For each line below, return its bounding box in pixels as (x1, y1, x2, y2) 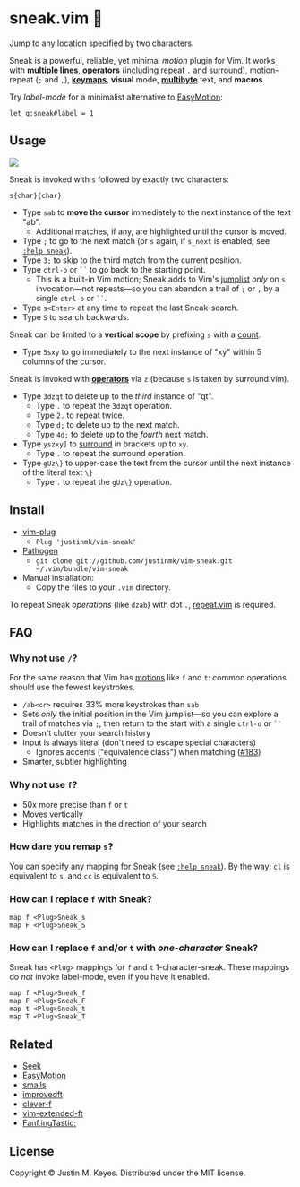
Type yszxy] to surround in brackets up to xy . (21, 438, 190, 449)
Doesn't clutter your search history (21, 728, 151, 739)
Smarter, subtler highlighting (21, 757, 127, 767)
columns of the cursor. (21, 356, 106, 367)
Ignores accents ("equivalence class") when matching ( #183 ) (35, 747, 261, 758)
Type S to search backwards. (21, 311, 130, 322)
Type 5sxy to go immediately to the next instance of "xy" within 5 (21, 346, 262, 357)
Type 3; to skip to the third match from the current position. (21, 255, 242, 265)
